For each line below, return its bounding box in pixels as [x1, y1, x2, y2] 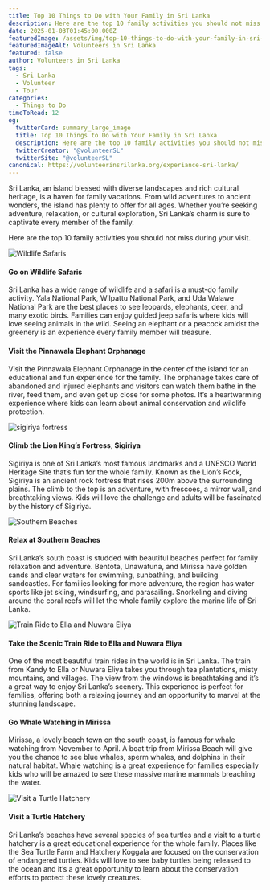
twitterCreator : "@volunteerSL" [15, 146, 125, 154]
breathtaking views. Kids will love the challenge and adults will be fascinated [8, 492, 262, 502]
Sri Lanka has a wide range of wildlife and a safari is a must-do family [8, 285, 239, 294]
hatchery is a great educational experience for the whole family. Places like [8, 838, 257, 848]
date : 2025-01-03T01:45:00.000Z [8, 27, 117, 35]
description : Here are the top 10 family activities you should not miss [8, 19, 261, 27]
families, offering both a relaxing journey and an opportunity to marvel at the [8, 691, 261, 700]
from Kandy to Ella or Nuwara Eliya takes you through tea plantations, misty [8, 665, 259, 675]
